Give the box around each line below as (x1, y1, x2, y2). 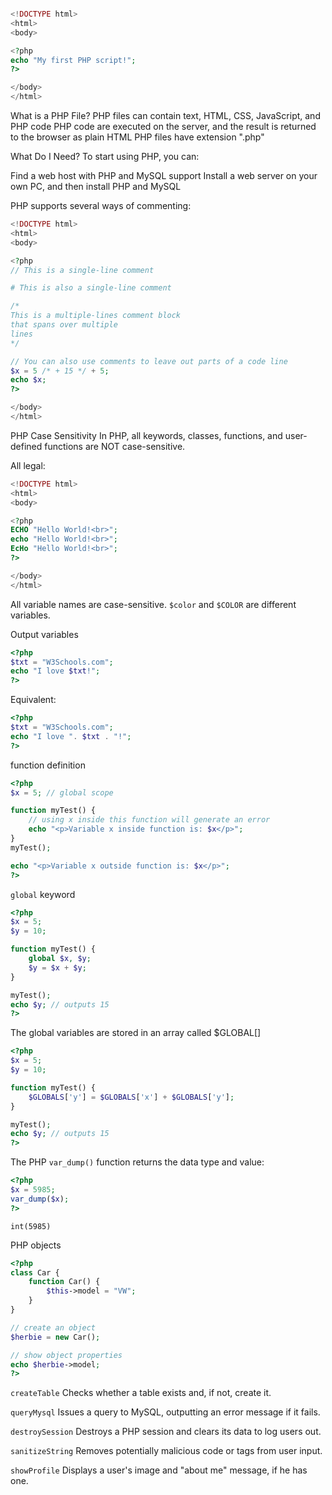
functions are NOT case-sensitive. (44, 440, 186, 452)
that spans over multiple (10, 320, 118, 330)
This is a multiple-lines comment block (10, 311, 182, 321)
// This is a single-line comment (10, 265, 155, 275)
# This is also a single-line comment (10, 283, 172, 293)
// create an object (10, 1322, 97, 1333)
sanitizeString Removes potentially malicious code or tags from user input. (10, 1445, 323, 1457)
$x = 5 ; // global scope (10, 787, 114, 798)
